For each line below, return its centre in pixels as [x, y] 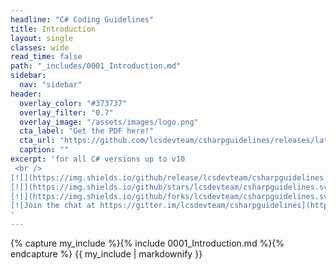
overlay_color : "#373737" [73, 103]
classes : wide [40, 47]
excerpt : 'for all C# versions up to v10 [98, 159]
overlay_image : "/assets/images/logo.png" [109, 122]
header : [26, 94]
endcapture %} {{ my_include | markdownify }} [106, 254]
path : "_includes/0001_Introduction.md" [96, 66]
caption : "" [44, 150]
